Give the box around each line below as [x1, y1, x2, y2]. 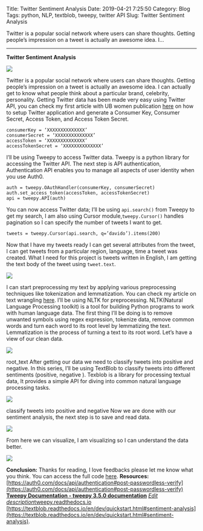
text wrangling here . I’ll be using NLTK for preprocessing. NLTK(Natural [6, 296, 183, 304]
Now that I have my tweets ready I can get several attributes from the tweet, [6, 241, 196, 248]
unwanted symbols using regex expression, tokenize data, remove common [6, 316, 195, 323]
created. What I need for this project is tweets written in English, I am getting [6, 254, 197, 261]
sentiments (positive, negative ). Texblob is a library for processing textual [6, 371, 190, 378]
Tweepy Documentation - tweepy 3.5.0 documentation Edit [6, 492, 158, 499]
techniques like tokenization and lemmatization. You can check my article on [6, 290, 196, 297]
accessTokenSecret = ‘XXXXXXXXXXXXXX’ [6, 143, 104, 149]
